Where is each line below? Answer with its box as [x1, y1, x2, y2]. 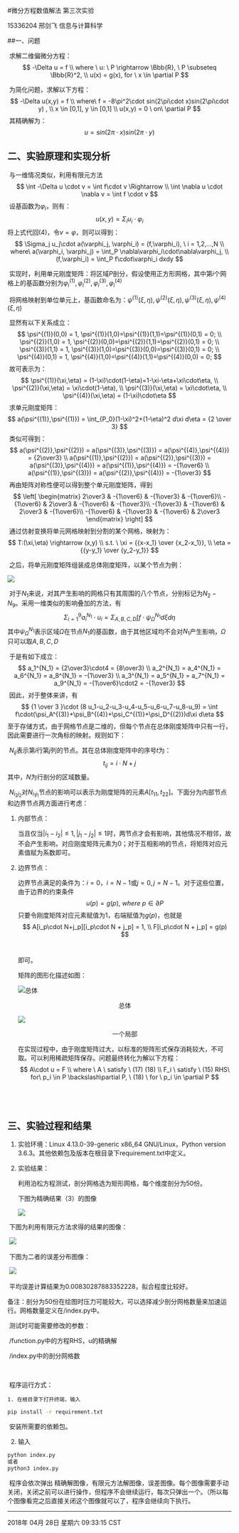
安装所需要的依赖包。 [9, 1422, 72, 1431]
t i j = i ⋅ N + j [102, 758, 137, 769]
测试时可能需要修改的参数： [9, 1322, 90, 1330]
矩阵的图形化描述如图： [17, 970, 87, 980]
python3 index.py [7, 1465, 59, 1472]
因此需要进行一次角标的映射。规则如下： [7, 731, 126, 740]
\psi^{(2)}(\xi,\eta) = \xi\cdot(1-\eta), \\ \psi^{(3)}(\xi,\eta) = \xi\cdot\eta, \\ [11, 383, 228, 392]
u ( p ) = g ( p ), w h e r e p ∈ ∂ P [85, 898, 164, 907]
